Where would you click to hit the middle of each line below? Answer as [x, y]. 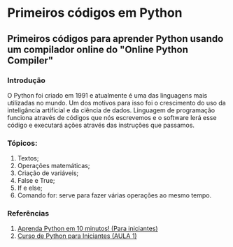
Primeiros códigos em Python [95, 13]
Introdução [26, 80]
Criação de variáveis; [48, 173]
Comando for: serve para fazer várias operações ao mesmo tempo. [114, 195]
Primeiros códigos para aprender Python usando [115, 39]
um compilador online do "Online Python [98, 49]
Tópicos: [22, 143]
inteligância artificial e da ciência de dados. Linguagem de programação [111, 110]
